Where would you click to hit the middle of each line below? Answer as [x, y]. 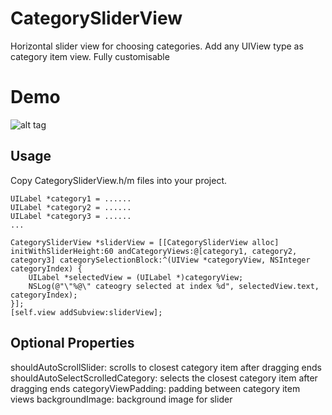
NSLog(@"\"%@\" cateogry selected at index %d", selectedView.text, [174, 286]
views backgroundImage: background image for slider [121, 399]
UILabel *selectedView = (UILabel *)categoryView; [136, 277]
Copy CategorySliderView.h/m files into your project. [119, 180]
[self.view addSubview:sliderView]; [86, 312]
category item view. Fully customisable [90, 56]
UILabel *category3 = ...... [71, 216]
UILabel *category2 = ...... [71, 207]
